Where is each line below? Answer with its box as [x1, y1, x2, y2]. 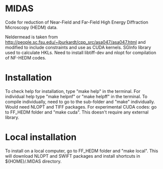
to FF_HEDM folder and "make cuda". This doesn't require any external [5, 109, 149, 115]
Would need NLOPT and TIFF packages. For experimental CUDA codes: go [5, 104, 157, 110]
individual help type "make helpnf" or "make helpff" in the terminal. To [5, 93, 148, 99]
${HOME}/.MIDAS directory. [5, 158, 62, 164]
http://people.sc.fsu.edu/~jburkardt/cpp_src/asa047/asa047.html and [5, 39, 146, 45]
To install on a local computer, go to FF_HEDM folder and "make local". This [5, 148, 159, 154]
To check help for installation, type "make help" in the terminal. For [5, 88, 141, 94]
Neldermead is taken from [5, 34, 58, 40]
